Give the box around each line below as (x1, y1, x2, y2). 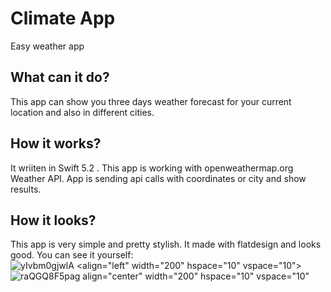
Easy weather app (10, 40, 85, 52)
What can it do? (10, 69, 110, 86)
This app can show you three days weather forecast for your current (10, 95, 292, 107)
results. (10, 183, 42, 195)
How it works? (10, 135, 102, 152)
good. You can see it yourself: (10, 249, 134, 261)
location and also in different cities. (10, 106, 155, 118)
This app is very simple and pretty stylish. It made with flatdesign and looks (10, 238, 322, 251)
